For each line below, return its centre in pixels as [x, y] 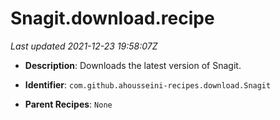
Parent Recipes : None [68, 104]
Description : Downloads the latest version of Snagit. [133, 65]
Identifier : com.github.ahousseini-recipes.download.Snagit [148, 84]
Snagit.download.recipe [112, 18]
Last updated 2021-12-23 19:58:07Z [84, 46]
